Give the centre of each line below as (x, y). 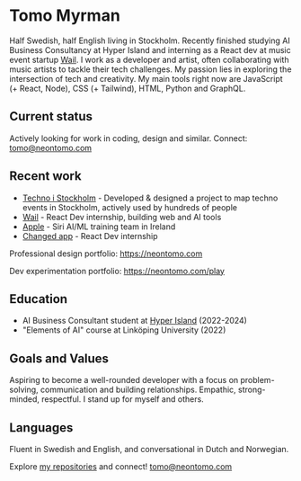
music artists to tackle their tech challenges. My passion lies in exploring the (150, 69)
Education (39, 299)
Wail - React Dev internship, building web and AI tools (122, 217)
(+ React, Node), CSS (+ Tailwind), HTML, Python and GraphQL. (128, 88)
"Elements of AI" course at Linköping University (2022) (124, 330)
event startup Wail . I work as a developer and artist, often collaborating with (149, 59)
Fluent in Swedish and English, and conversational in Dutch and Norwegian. (149, 449)
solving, (24, 390)
